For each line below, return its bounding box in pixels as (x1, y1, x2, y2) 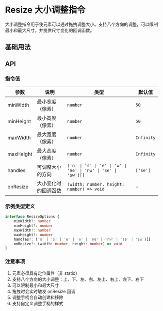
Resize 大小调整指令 (5, 4, 86, 16)
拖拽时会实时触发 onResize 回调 (12, 288, 76, 294)
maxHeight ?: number (14, 232, 53, 237)
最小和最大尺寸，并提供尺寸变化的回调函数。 (5, 27, 95, 33)
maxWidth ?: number (14, 228, 51, 233)
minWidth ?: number (14, 219, 51, 224)
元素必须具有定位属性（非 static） (12, 270, 80, 276)
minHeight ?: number (14, 223, 53, 228)
